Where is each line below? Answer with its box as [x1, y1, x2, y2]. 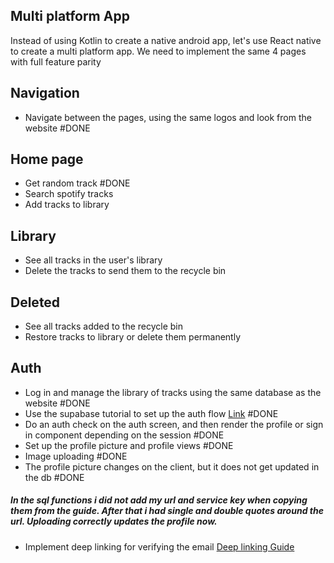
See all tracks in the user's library [24, 254, 163, 266]
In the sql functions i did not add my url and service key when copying [10, 494, 308, 506]
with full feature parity [10, 55, 102, 68]
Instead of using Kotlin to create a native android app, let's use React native [10, 34, 322, 46]
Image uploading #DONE [24, 450, 128, 462]
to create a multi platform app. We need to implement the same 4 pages [10, 45, 307, 57]
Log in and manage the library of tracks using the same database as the [24, 386, 322, 398]
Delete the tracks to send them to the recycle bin [24, 265, 227, 277]
